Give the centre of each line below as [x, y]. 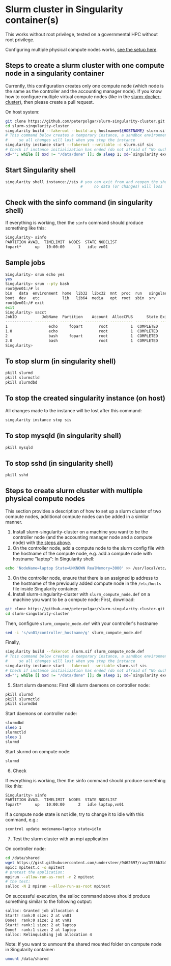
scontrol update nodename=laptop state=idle [53, 829]
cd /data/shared [22, 858]
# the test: [18, 882]
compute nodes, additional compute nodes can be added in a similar [77, 516]
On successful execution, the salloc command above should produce [78, 896]
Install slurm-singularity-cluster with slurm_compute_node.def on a [81, 594]
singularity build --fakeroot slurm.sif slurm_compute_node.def [75, 652]
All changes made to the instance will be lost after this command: [74, 410]
